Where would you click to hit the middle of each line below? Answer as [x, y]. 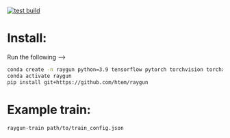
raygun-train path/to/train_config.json [66, 128]
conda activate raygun [39, 76]
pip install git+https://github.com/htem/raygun [78, 82]
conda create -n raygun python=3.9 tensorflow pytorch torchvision [105, 69]
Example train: [49, 110]
